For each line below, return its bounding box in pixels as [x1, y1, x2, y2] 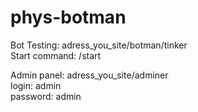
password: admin [10, 90, 82, 102]
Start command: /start [10, 49, 102, 61]
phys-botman [10, 6, 127, 29]
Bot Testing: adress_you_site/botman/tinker [10, 39, 188, 51]
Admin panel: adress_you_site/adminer [10, 69, 169, 81]
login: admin [10, 79, 62, 91]
